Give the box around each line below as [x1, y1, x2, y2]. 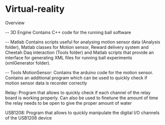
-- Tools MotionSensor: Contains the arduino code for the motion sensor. [5, 69, 154, 75]
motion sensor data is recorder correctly [5, 80, 87, 86]
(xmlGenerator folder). [5, 60, 51, 66]
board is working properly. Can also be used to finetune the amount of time [5, 95, 158, 101]
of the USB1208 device [5, 115, 52, 121]
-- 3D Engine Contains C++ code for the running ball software [5, 29, 131, 35]
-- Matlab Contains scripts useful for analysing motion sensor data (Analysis [5, 39, 161, 45]
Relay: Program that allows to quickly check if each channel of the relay [5, 89, 151, 95]
